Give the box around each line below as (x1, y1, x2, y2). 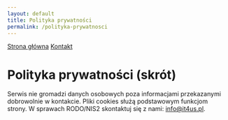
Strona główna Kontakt (7, 43, 73, 51)
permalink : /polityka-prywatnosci (7, 23, 108, 30)
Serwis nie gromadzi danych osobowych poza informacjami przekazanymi (7, 90, 222, 98)
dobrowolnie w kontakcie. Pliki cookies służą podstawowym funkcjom (7, 97, 208, 105)
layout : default (7, 10, 55, 17)
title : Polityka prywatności (7, 17, 92, 24)
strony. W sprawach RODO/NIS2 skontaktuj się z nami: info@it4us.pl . (7, 105, 206, 113)
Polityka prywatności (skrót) (7, 67, 176, 82)
